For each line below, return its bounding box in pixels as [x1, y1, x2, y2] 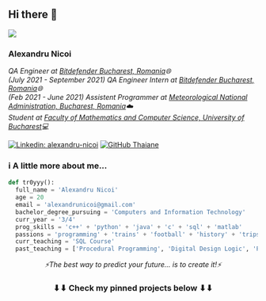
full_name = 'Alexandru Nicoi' [15, 186, 119, 194]
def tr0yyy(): [8, 179, 55, 187]
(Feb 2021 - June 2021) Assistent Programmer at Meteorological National [8, 93, 248, 102]
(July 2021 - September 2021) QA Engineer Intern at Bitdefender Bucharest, [8, 75, 255, 85]
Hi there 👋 [8, 8, 58, 21]
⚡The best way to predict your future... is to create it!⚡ [44, 260, 222, 269]
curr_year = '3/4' [15, 215, 77, 223]
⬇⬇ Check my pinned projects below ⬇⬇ [52, 283, 214, 294]
